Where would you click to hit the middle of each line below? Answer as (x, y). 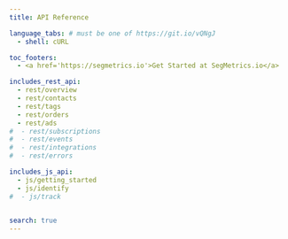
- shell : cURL (43, 42)
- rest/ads (37, 123)
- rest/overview (47, 90)
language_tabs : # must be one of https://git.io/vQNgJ (113, 33)
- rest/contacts (47, 98)
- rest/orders (43, 115)
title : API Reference (49, 17)
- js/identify (43, 188)
